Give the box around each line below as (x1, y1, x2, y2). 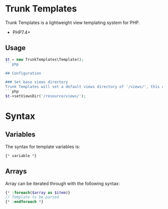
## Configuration (5, 70, 41, 75)
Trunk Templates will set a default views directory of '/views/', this (5, 84, 160, 89)
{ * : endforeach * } (5, 199, 43, 204)
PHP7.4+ (12, 29, 31, 35)
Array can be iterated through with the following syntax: (5, 180, 120, 186)
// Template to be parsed (5, 194, 59, 200)
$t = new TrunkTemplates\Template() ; (5, 57, 84, 62)
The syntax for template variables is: (5, 143, 80, 149)
